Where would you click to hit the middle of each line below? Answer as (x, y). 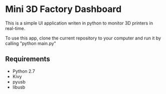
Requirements (28, 59)
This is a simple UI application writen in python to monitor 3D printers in (79, 23)
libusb (19, 87)
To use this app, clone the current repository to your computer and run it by (83, 38)
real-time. (15, 28)
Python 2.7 (24, 71)
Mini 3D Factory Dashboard (63, 9)
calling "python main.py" (31, 43)
